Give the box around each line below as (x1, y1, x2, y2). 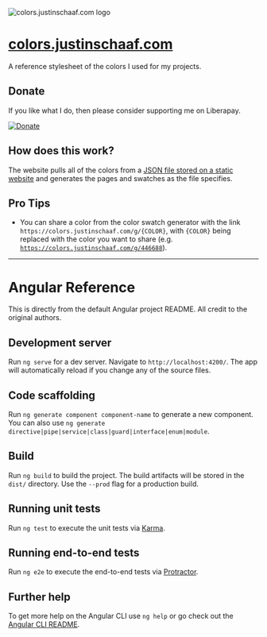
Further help (8, 590, 72, 604)
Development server (8, 336, 112, 349)
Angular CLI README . (8, 620, 80, 629)
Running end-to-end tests (8, 546, 140, 559)
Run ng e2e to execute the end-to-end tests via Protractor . (8, 567, 199, 577)
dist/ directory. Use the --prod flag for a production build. (8, 479, 199, 488)
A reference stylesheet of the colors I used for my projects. (8, 61, 202, 71)
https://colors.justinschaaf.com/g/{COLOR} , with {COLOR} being (19, 226, 231, 236)
